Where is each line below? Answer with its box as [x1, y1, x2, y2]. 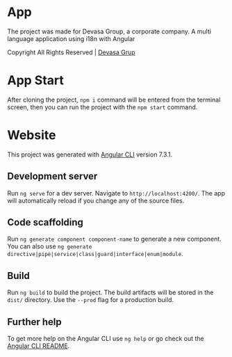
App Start [7, 72, 65, 88]
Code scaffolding [7, 216, 83, 228]
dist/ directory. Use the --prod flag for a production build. [7, 296, 174, 304]
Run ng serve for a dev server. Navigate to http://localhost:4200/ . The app [7, 189, 226, 197]
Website [7, 127, 56, 143]
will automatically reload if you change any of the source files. [7, 196, 185, 205]
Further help [7, 316, 63, 328]
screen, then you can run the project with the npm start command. [7, 102, 198, 111]
